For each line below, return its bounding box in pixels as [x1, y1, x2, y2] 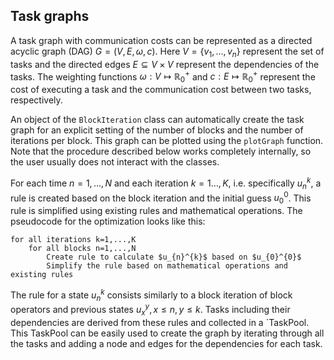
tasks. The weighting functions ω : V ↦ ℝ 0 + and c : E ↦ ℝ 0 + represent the [10, 69, 316, 85]
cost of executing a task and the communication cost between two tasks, [10, 84, 312, 96]
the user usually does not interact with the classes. [10, 156, 220, 168]
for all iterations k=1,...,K [10, 234, 137, 244]
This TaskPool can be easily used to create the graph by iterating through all [10, 327, 325, 339]
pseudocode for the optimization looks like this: [10, 215, 206, 227]
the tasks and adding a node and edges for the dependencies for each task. [10, 337, 323, 349]
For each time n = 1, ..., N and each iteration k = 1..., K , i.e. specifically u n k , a [10, 175, 322, 191]
